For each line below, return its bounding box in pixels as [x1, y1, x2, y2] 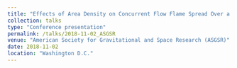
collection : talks [7, 17, 62, 24]
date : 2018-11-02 [7, 43, 59, 50]
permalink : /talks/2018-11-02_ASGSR [7, 30, 116, 38]
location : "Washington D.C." [7, 50, 94, 57]
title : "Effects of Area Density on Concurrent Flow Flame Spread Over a [7, 10, 231, 18]
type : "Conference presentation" [7, 23, 106, 30]
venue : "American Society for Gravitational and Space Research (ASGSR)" [7, 37, 231, 44]
